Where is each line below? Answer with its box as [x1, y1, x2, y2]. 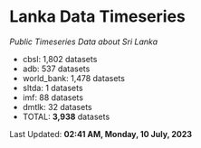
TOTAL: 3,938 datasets [22, 111, 110, 122]
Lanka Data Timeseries [9, 6, 186, 27]
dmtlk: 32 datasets [22, 101, 92, 112]
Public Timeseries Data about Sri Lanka [9, 36, 158, 47]
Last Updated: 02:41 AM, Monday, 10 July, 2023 [9, 128, 193, 139]
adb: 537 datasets [22, 63, 91, 74]
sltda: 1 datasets [22, 82, 83, 93]
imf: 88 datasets [22, 92, 84, 103]
